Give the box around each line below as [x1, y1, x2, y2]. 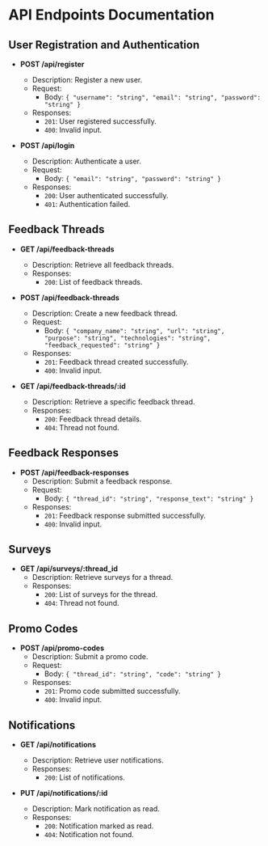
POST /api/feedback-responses [19, 467, 129, 477]
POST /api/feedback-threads [19, 293, 119, 302]
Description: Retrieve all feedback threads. [31, 260, 174, 269]
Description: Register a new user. [31, 75, 143, 84]
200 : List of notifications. [44, 772, 125, 782]
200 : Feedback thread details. [44, 414, 142, 424]
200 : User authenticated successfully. [44, 191, 169, 200]
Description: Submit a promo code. [31, 652, 149, 662]
